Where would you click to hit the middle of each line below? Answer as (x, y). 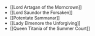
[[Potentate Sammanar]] (35, 18)
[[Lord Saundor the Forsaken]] (41, 12)
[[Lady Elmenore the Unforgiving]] (45, 23)
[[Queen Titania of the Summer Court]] (50, 28)
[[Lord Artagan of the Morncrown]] (46, 7)
